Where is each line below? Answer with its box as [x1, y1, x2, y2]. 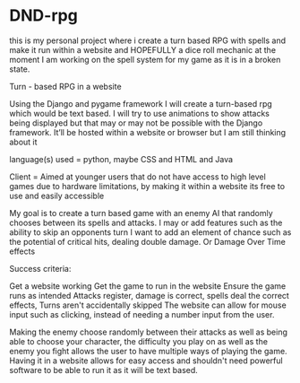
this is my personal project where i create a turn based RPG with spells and [9, 35, 287, 46]
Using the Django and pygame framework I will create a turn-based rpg [9, 98, 273, 109]
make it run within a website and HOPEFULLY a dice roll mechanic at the [9, 44, 276, 55]
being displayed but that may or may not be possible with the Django [9, 118, 263, 128]
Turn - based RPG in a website [9, 81, 123, 91]
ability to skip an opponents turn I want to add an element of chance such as [9, 226, 292, 238]
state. [9, 64, 30, 74]
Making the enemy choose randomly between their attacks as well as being [9, 326, 288, 337]
